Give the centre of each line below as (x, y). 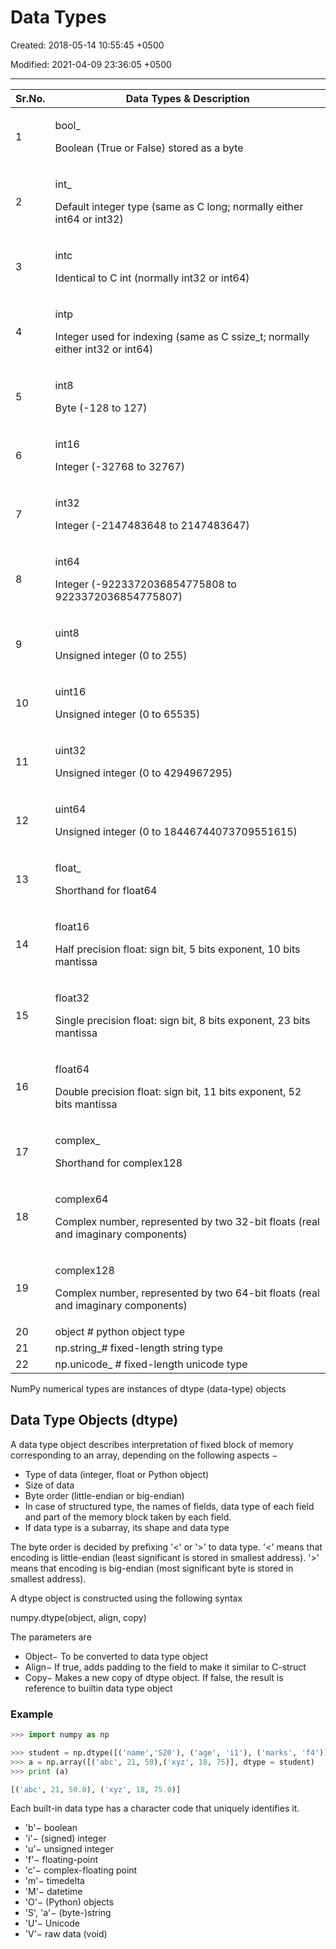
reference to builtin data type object (98, 1688)
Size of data (49, 1485)
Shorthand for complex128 (118, 1163)
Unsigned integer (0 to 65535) (127, 714)
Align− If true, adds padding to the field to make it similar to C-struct (165, 1667)
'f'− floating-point (61, 1860)
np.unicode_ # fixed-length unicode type (151, 1364)
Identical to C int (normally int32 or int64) (152, 278)
